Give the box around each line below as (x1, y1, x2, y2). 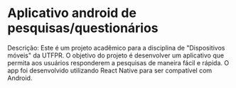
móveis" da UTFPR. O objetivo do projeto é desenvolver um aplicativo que (7, 51, 225, 60)
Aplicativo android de (7, 5, 137, 21)
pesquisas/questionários (7, 20, 159, 36)
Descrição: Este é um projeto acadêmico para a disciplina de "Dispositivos (7, 43, 225, 52)
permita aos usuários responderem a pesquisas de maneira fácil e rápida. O (7, 58, 230, 67)
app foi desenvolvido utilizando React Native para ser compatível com (7, 66, 213, 75)
